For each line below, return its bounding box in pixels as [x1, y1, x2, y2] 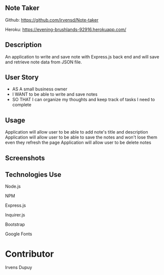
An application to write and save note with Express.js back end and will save [5, 54, 160, 59]
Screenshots [5, 154, 45, 162]
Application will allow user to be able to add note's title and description [5, 129, 148, 135]
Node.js [5, 184, 21, 190]
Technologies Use [5, 170, 61, 179]
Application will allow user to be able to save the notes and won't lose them [5, 135, 158, 140]
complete [12, 102, 32, 108]
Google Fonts [5, 231, 32, 237]
